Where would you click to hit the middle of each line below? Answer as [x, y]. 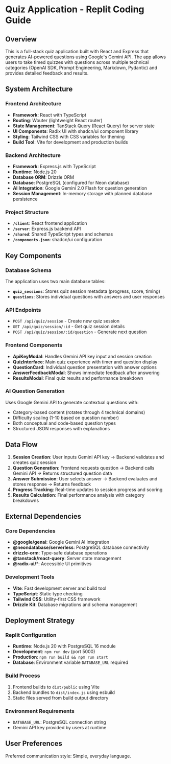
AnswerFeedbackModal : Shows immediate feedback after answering [86, 373]
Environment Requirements [40, 711]
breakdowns [26, 500]
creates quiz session [34, 462]
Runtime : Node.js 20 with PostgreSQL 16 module [64, 646]
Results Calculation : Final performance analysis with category [78, 495]
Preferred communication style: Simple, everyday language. [68, 756]
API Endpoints [23, 310]
